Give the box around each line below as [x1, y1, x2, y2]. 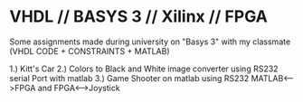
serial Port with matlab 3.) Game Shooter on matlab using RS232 [9, 72, 250, 83]
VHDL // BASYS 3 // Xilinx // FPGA [9, 6, 269, 27]
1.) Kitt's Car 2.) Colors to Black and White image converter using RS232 [9, 63, 279, 74]
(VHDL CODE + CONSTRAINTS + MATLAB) [9, 45, 170, 56]
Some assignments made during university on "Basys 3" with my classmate [9, 36, 291, 47]
